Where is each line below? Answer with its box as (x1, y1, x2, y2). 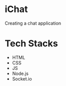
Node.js (12, 70, 29, 76)
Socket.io (12, 75, 32, 81)
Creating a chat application (5, 20, 61, 26)
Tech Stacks (5, 38, 58, 49)
